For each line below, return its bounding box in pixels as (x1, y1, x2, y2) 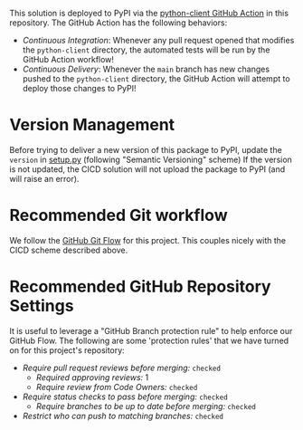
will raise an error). (9, 173, 80, 184)
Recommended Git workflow (9, 205, 228, 225)
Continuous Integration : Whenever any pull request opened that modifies (22, 35, 295, 45)
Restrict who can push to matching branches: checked (22, 410, 224, 421)
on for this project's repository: (9, 344, 125, 356)
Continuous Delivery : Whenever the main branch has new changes (22, 63, 270, 74)
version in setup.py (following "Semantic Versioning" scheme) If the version (9, 154, 292, 165)
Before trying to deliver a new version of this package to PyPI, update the (9, 144, 282, 155)
